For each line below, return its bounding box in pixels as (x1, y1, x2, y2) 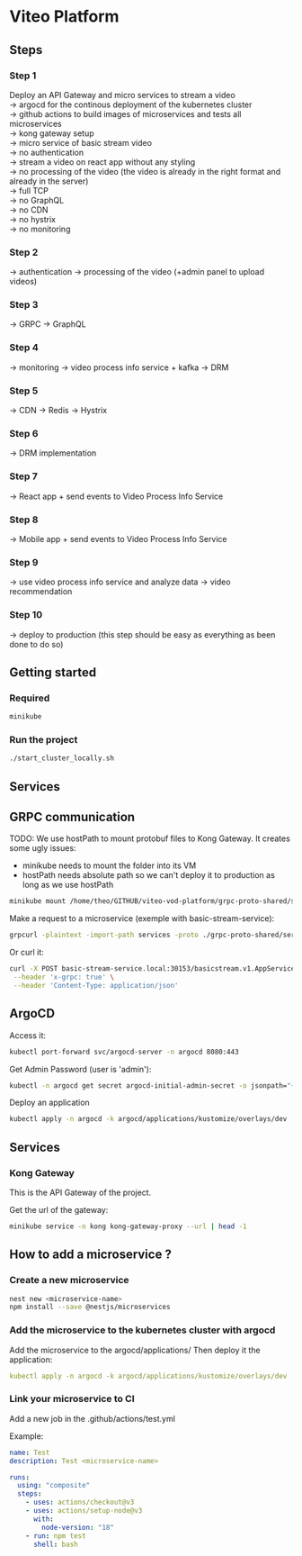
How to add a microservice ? (9, 1247, 173, 1262)
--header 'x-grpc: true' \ (13, 972, 115, 982)
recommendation (9, 586, 73, 597)
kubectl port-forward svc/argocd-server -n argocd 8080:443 (9, 1047, 240, 1056)
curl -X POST (9, 964, 58, 973)
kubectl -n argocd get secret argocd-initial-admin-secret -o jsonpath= (9, 1081, 288, 1090)
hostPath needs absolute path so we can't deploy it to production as (22, 870, 276, 881)
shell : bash (32, 1540, 78, 1549)
